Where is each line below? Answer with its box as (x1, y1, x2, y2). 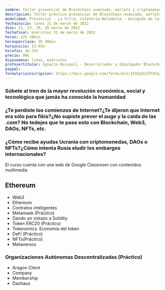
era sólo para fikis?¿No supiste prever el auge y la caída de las (5, 113, 156, 119)
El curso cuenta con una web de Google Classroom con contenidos (5, 162, 141, 168)
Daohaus (12, 281, 30, 287)
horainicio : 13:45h (5, 44, 45, 49)
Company (12, 270, 32, 276)
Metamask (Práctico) (12, 210, 55, 216)
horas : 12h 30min (5, 35, 41, 40)
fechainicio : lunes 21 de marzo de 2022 (5, 21, 89, 26)
